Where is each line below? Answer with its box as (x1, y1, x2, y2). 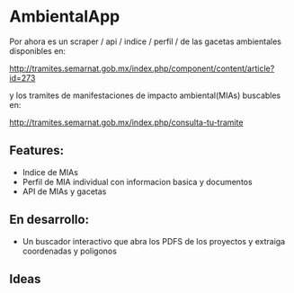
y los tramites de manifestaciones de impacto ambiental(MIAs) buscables (9, 90, 281, 101)
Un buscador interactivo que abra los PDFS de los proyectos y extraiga (22, 235, 286, 246)
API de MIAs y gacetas (22, 186, 107, 197)
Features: (9, 143, 65, 158)
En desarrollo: (9, 212, 90, 227)
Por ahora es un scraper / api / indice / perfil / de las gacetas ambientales (9, 36, 281, 47)
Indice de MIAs (22, 166, 79, 177)
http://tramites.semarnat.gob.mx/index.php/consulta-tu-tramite (9, 117, 244, 128)
